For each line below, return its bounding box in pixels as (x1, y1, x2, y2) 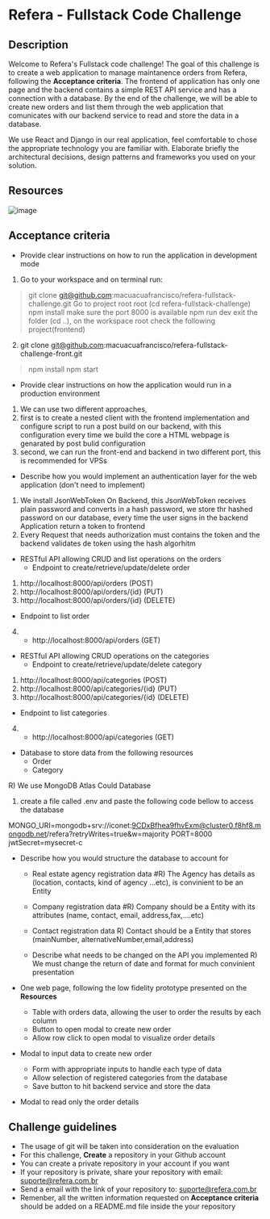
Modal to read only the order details (19, 1096, 139, 1107)
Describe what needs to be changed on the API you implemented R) (31, 950, 258, 960)
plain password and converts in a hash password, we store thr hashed (19, 504, 253, 513)
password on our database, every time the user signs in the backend (19, 513, 248, 522)
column (31, 1016, 58, 1025)
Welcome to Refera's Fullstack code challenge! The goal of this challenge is (8, 59, 260, 69)
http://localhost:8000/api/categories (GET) (31, 732, 175, 742)
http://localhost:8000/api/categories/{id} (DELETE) (19, 692, 189, 702)
